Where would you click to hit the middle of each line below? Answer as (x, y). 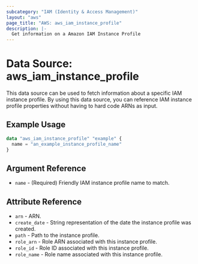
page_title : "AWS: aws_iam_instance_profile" (64, 23)
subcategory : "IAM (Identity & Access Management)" (72, 12)
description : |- (26, 28)
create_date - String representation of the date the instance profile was (103, 223)
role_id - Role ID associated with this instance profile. (82, 248)
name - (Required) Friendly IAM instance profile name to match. (92, 183)
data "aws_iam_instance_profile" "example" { (64, 139)
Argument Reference (46, 168)
